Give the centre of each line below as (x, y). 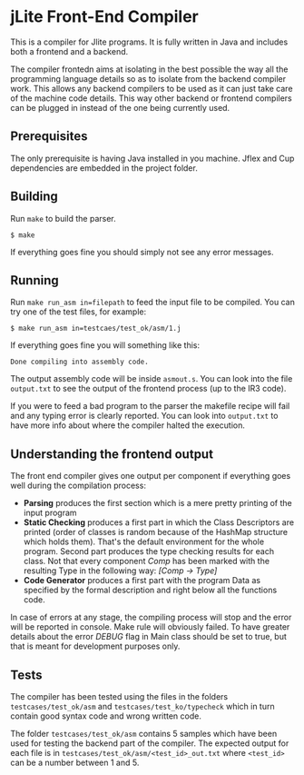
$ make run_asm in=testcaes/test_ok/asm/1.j (96, 329)
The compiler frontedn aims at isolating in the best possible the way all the (149, 69)
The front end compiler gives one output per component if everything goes (151, 476)
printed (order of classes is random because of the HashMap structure (156, 532)
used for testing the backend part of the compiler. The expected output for (150, 743)
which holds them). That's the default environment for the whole (144, 542)
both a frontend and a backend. (69, 51)
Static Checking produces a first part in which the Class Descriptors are (158, 522)
